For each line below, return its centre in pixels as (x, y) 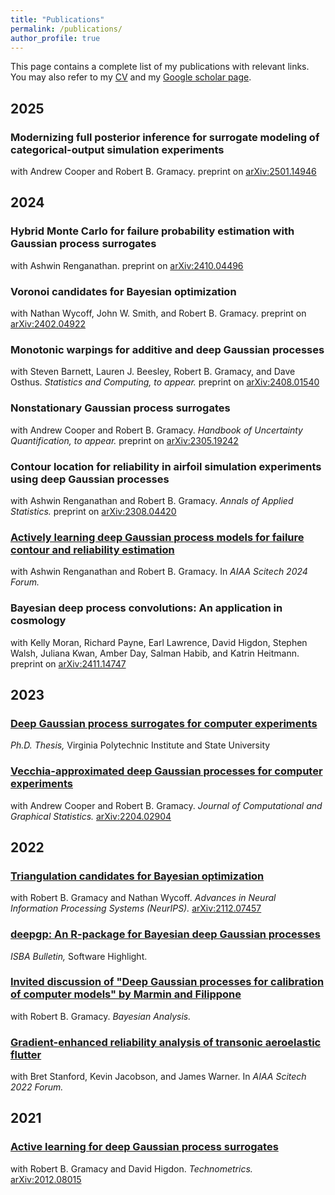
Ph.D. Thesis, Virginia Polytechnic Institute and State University (140, 745)
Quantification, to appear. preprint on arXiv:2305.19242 (124, 440)
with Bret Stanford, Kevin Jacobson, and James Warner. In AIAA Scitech (158, 1077)
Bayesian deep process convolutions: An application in (146, 608)
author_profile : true (55, 38)
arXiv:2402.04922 (48, 324)
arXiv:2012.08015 (46, 1179)
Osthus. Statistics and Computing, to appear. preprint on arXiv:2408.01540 (165, 382)
